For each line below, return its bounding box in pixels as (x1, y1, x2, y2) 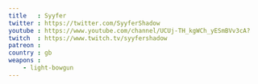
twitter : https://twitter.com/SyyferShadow (8, 19, 160, 27)
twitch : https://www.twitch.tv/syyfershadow (8, 34, 168, 42)
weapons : (8, 57, 42, 65)
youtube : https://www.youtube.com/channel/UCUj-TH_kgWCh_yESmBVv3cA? (8, 26, 251, 34)
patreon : (8, 42, 42, 50)
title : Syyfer (8, 11, 67, 20)
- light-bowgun (23, 64, 74, 72)
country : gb (8, 49, 52, 57)
